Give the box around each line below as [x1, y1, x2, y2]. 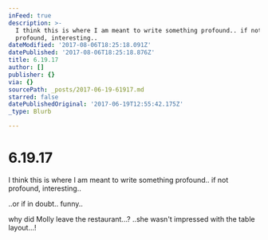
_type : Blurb [8, 108, 52, 116]
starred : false [8, 93, 59, 101]
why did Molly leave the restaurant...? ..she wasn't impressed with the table [8, 214, 255, 223]
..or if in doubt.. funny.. [8, 199, 84, 208]
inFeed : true [8, 11, 52, 20]
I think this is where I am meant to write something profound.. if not [8, 175, 229, 184]
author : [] [8, 64, 45, 72]
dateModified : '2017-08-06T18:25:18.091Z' [8, 41, 152, 49]
